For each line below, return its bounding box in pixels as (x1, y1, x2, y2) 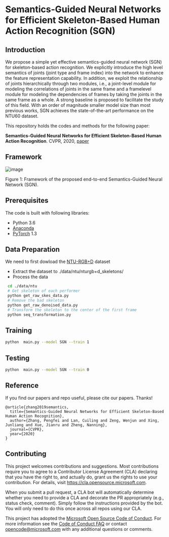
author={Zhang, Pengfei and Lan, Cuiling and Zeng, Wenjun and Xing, (10, 418, 159, 423)
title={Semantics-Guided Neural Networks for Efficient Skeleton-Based (10, 409, 164, 414)
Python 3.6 (12, 220, 35, 226)
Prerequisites (5, 196, 49, 205)
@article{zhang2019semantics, (5, 404, 69, 410)
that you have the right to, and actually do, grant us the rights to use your (5, 474, 158, 480)
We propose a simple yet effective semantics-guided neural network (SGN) (5, 59, 162, 65)
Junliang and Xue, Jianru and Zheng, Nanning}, (5, 422, 108, 428)
